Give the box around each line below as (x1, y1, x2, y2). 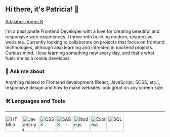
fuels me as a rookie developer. (5, 55, 71, 61)
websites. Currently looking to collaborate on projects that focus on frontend (5, 39, 165, 45)
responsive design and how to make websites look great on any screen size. (5, 84, 164, 91)
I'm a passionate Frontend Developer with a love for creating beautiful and (5, 28, 160, 34)
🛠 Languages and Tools (5, 98, 66, 105)
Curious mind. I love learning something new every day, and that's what (5, 50, 155, 56)
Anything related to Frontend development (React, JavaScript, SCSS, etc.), (5, 79, 160, 85)
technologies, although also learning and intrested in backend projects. (5, 44, 153, 51)
